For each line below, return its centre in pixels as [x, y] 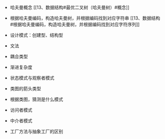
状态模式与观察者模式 [32, 78]
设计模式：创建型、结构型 [36, 35]
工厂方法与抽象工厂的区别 [36, 131]
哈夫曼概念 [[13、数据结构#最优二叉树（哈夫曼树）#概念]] [70, 7]
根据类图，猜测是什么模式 [36, 99]
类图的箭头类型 [25, 89]
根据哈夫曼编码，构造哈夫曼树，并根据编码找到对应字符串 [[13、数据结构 [85, 18]
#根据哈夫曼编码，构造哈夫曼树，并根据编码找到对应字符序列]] [75, 24]
